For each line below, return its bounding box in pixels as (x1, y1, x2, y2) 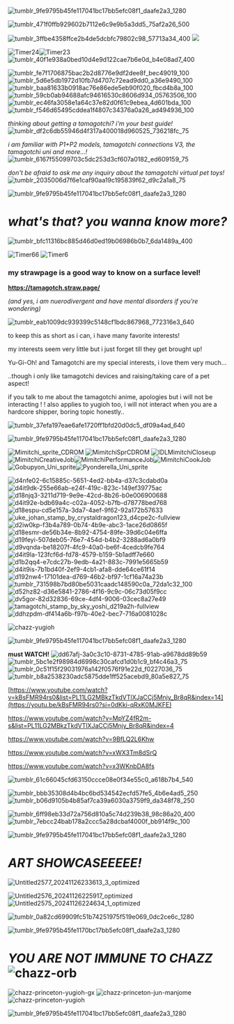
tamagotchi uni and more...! (8, 148, 88, 156)
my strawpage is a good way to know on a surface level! (8, 267, 201, 277)
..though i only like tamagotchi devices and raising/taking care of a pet (8, 372, 210, 380)
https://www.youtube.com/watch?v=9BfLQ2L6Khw (8, 735, 155, 743)
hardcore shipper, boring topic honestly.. (8, 408, 125, 416)
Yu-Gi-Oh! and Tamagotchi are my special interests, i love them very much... (8, 359, 227, 367)
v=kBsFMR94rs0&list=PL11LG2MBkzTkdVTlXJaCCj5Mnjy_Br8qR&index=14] (8, 693, 224, 701)
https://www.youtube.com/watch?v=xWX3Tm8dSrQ (8, 749, 157, 757)
